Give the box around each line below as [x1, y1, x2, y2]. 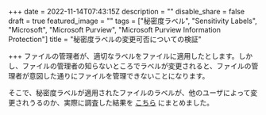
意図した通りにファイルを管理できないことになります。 [29, 71, 210, 80]
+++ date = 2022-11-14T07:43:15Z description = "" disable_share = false [8, 7, 245, 16]
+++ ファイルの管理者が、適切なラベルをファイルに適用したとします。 [8, 52, 240, 60]
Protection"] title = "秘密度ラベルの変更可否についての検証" [8, 35, 202, 44]
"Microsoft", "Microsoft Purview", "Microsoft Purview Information [8, 25, 221, 34]
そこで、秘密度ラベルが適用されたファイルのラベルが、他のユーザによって [8, 88, 251, 98]
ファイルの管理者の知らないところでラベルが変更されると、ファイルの [21, 61, 252, 71]
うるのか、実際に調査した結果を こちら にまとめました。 [29, 98, 214, 107]
